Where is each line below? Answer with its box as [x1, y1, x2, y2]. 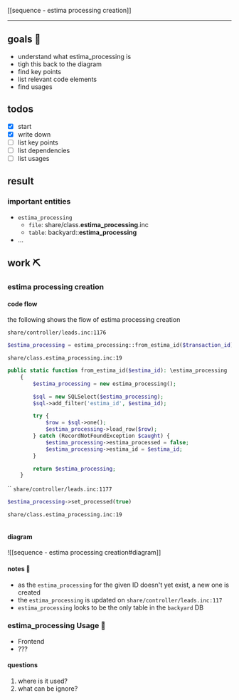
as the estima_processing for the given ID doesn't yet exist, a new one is [17, 580, 230, 589]
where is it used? [17, 677, 68, 686]
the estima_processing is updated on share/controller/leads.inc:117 [17, 595, 223, 604]
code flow [7, 299, 38, 308]
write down [17, 130, 51, 138]
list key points [17, 138, 58, 147]
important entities [7, 197, 71, 207]
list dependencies [17, 146, 70, 155]
